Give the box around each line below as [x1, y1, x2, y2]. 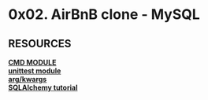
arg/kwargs [8, 75, 47, 83]
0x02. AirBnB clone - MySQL [8, 6, 201, 24]
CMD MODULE [8, 57, 57, 67]
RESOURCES [8, 37, 72, 50]
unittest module [8, 66, 61, 76]
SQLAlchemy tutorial [8, 83, 78, 92]
